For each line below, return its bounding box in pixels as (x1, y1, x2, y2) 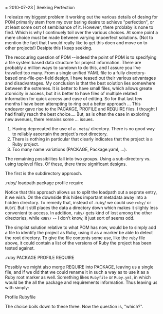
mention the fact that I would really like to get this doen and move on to (5, 40, 147, 46)
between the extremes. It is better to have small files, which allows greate (5, 86, 152, 91)
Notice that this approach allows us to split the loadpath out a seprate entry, (5, 190, 157, 195)
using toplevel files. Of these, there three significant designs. (5, 161, 127, 167)
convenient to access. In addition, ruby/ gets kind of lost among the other (5, 210, 152, 216)
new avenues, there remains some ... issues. (5, 117, 94, 122)
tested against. (5, 245, 35, 251)
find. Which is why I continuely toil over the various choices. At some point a (5, 30, 158, 35)
